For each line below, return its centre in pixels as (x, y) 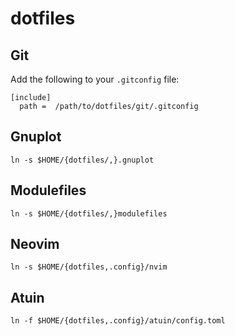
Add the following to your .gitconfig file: (95, 79)
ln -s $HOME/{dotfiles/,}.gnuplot (82, 160)
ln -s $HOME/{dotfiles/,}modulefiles (89, 213)
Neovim (35, 244)
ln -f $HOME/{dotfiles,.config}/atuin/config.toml (118, 321)
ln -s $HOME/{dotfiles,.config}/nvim (89, 267)
